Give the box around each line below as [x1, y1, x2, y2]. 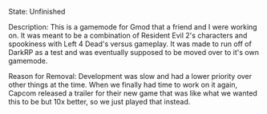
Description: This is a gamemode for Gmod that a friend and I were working [8, 22, 258, 31]
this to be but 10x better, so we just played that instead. [8, 97, 191, 106]
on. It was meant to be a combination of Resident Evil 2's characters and [8, 31, 248, 40]
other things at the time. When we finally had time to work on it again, [8, 80, 238, 89]
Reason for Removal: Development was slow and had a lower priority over [8, 72, 253, 81]
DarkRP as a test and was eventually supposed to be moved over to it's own [8, 48, 259, 57]
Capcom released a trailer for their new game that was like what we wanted [8, 88, 258, 98]
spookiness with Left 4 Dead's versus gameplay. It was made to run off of [8, 39, 253, 49]
